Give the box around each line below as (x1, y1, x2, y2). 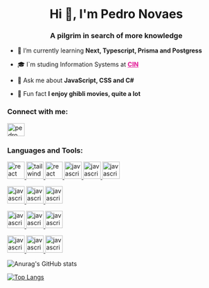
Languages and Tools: (7, 145, 83, 155)
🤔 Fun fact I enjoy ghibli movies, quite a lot (17, 90, 140, 98)
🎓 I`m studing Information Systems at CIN (17, 60, 139, 68)
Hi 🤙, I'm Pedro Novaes (49, 6, 183, 22)
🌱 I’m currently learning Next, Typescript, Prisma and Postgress (17, 46, 203, 55)
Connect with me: (7, 107, 69, 117)
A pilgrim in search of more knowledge (50, 31, 183, 41)
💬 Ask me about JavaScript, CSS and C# (17, 76, 134, 85)
